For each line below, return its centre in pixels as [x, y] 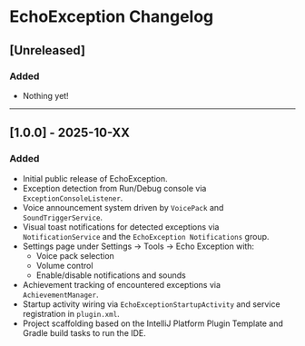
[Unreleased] [48, 50]
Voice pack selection [75, 255]
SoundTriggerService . [62, 217]
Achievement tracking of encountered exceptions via [121, 284]
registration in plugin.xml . [71, 313]
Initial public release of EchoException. [95, 178]
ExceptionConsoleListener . [73, 198]
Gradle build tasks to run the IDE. [84, 332]
